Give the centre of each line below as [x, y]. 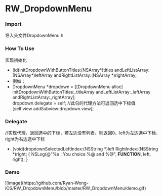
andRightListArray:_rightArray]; [44, 97]
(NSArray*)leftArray [32, 75]
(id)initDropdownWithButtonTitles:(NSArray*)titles [63, 70]
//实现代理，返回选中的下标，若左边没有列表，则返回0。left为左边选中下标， [83, 133]
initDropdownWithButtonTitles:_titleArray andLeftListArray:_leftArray [81, 92]
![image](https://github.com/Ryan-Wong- [47, 183]
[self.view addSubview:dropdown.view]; [53, 108]
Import [13, 24]
